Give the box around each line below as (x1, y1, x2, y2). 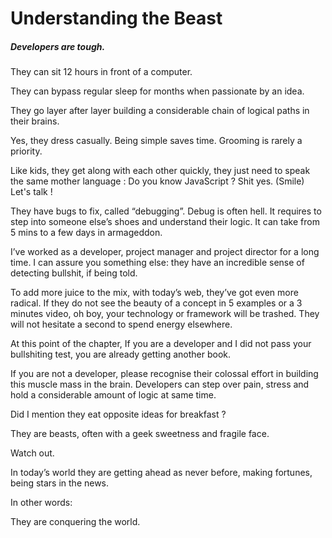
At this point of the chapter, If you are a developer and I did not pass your (10, 338, 312, 350)
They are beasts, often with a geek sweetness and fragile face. (10, 428, 270, 440)
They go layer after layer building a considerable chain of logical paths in (10, 105, 310, 117)
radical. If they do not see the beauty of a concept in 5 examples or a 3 (10, 297, 303, 309)
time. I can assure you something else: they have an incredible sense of (10, 257, 305, 269)
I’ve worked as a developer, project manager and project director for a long (10, 246, 320, 258)
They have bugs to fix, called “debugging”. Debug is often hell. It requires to (10, 205, 322, 217)
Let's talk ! (10, 186, 53, 198)
